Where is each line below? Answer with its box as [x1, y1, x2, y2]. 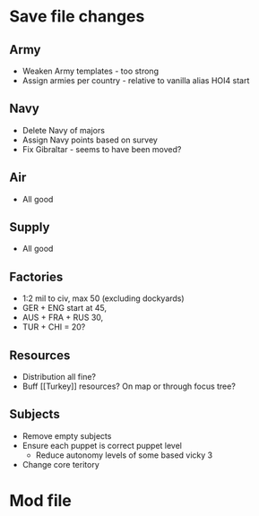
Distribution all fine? [22, 372, 97, 383]
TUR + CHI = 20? [22, 322, 86, 332]
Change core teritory [22, 459, 100, 469]
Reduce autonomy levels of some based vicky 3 [35, 450, 213, 460]
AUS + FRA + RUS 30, [22, 312, 104, 323]
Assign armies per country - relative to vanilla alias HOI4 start [22, 75, 250, 86]
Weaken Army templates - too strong [22, 65, 160, 76]
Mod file [9, 491, 72, 512]
